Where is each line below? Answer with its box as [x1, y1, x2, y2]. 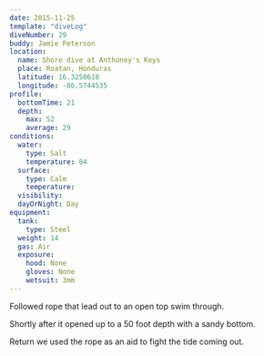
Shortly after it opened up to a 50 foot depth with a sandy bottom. [9, 318, 257, 329]
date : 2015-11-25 [9, 13, 76, 23]
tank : [17, 216, 39, 226]
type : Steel [25, 225, 71, 234]
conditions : [9, 132, 55, 141]
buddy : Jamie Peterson [9, 38, 96, 48]
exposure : [17, 250, 55, 259]
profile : [9, 89, 43, 98]
